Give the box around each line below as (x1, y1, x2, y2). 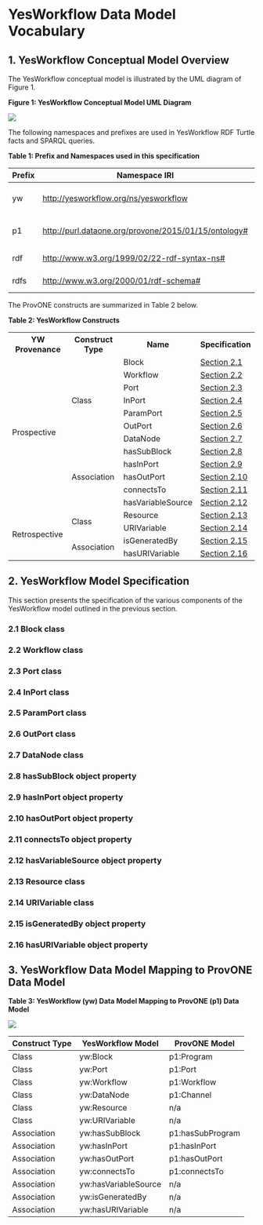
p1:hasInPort (168, 1140, 217, 1151)
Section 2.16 (200, 548, 248, 559)
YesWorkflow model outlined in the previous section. (8, 603, 178, 613)
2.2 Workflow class (8, 644, 84, 655)
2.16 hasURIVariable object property (8, 939, 149, 950)
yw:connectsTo (79, 1166, 135, 1177)
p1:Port (168, 1064, 197, 1075)
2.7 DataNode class (8, 749, 84, 760)
